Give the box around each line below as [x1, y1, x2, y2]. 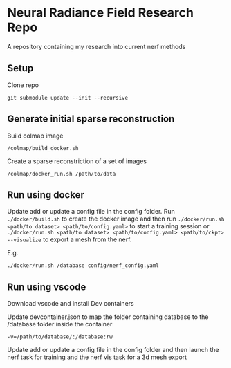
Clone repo [7, 81, 39, 89]
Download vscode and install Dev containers [7, 300, 134, 308]
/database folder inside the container [7, 320, 113, 329]
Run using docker [7, 189, 84, 201]
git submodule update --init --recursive [7, 94, 129, 101]
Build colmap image [7, 131, 64, 140]
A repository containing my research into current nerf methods [7, 42, 186, 50]
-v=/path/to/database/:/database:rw [7, 333, 113, 340]
